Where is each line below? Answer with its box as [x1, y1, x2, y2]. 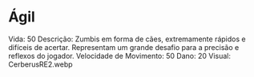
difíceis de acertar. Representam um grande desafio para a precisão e [8, 42, 240, 52]
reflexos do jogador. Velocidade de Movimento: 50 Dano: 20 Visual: [8, 51, 231, 60]
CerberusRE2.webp [8, 60, 74, 69]
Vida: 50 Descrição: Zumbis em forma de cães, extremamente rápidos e [8, 34, 246, 44]
